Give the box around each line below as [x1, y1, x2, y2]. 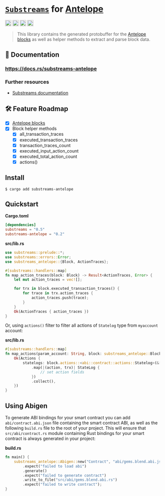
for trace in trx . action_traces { [23, 291, 93, 296]
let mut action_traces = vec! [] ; [14, 277, 82, 282]
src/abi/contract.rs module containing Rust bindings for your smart [5, 431, 144, 436]
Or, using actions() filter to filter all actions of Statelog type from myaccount [5, 322, 158, 328]
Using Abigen [5, 402, 48, 410]
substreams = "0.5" [5, 227, 45, 232]
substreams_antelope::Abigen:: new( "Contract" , [14, 459, 111, 464]
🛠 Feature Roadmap [5, 104, 69, 113]
